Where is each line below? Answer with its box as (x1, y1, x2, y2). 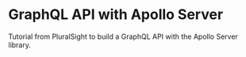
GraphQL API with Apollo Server (8, 6, 224, 24)
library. (8, 40, 32, 49)
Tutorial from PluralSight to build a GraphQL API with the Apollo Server (8, 32, 238, 41)
